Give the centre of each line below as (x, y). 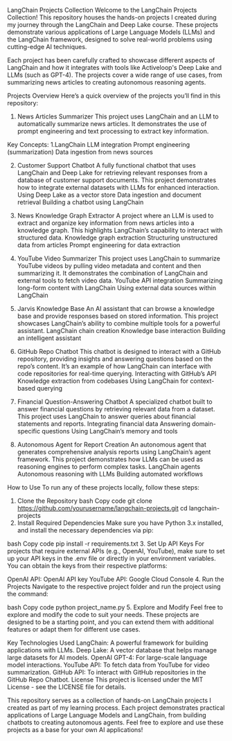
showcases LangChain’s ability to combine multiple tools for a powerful (118, 323)
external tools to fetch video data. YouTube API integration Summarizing (120, 280)
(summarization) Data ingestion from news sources (80, 152)
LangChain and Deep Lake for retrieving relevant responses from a (112, 173)
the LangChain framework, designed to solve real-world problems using (110, 39)
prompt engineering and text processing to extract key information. (113, 131)
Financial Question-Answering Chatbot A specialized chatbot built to (115, 402)
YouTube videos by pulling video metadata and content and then (109, 266)
